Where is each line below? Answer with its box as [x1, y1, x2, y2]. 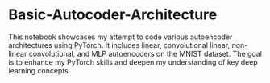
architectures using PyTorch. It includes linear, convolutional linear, [8, 40, 231, 49]
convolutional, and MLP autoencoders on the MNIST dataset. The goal [28, 49, 262, 58]
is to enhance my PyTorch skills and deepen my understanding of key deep [8, 57, 258, 67]
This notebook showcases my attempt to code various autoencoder [8, 32, 233, 41]
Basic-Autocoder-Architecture [8, 6, 218, 24]
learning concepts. [8, 65, 71, 75]
